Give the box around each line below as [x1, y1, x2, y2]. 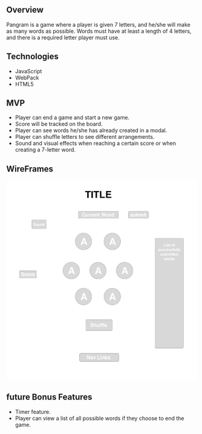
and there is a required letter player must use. [6, 33, 120, 41]
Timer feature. [15, 408, 51, 415]
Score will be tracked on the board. [15, 121, 103, 128]
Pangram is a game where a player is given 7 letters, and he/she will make [6, 21, 191, 28]
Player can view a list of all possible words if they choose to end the [15, 415, 184, 422]
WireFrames [6, 164, 53, 174]
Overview [6, 5, 44, 15]
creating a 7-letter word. [15, 146, 76, 153]
